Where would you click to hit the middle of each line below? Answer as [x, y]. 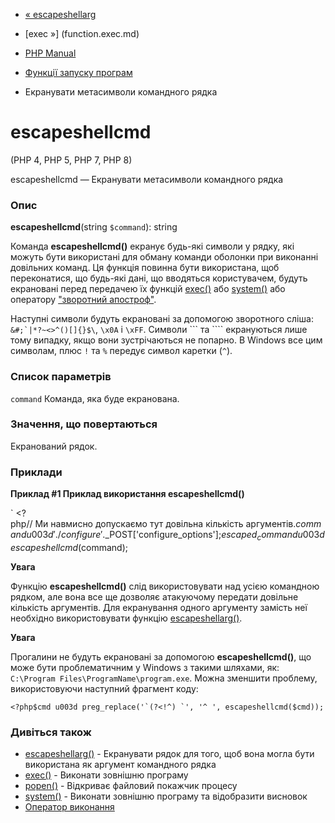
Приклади [36, 472]
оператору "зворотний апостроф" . [83, 300]
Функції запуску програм [78, 72]
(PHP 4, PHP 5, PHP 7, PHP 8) [71, 160]
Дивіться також [51, 732]
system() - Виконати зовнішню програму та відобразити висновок [166, 796]
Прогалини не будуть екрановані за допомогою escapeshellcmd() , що [161, 656]
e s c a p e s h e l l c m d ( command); [69, 547]
